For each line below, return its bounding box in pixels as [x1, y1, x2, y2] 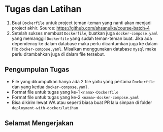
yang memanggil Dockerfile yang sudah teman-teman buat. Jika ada [11, 35, 152, 41]
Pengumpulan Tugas [4, 66, 69, 74]
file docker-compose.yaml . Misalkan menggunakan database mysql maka [11, 46, 157, 52]
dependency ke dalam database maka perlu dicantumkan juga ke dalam [11, 40, 158, 46]
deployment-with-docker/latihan [11, 105, 78, 110]
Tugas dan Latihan [4, 3, 82, 15]
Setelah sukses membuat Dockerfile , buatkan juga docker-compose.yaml [11, 30, 158, 36]
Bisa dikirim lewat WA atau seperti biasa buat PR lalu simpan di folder [11, 99, 152, 105]
